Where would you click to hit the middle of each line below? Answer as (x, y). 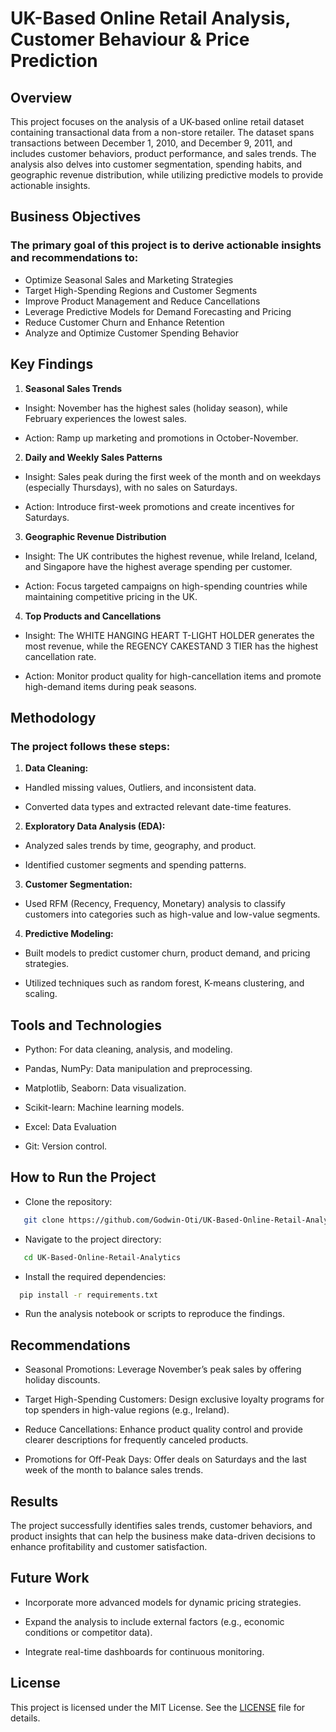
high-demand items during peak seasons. (110, 686)
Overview (41, 97)
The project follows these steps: (90, 746)
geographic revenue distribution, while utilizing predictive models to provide (167, 175)
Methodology (53, 717)
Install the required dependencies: (95, 1276)
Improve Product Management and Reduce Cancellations (142, 301)
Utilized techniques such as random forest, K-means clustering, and (164, 983)
